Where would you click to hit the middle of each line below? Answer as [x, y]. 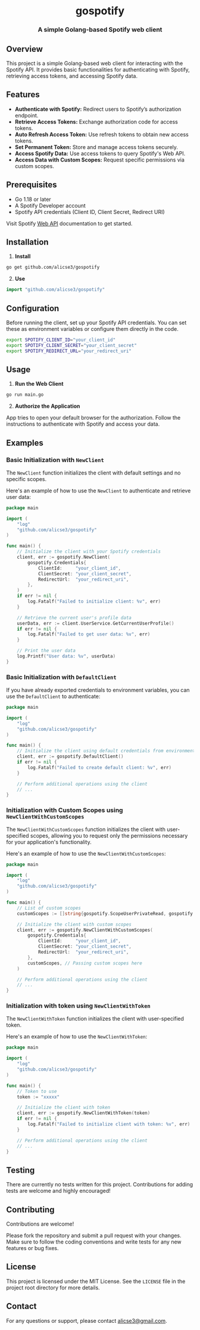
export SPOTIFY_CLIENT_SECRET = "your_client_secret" [71, 345]
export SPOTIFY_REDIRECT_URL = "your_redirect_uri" [69, 351]
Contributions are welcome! [40, 1224]
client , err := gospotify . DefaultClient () [70, 757]
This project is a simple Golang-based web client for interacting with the [95, 63]
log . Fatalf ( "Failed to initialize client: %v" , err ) [94, 602]
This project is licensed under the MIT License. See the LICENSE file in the [96, 1281]
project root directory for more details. [53, 1287]
